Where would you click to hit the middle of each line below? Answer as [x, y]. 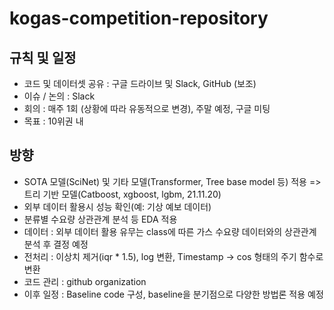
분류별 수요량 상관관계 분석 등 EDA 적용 [100, 219]
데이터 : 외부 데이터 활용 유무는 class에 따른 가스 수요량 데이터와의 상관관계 [170, 231]
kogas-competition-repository [139, 18]
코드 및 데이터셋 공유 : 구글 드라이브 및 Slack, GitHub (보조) [140, 83]
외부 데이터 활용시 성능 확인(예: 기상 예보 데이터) [117, 206]
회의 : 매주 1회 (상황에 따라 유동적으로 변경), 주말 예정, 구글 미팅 [147, 108]
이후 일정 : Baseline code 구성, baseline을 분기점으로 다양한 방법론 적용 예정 [173, 294]
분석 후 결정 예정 [56, 244]
